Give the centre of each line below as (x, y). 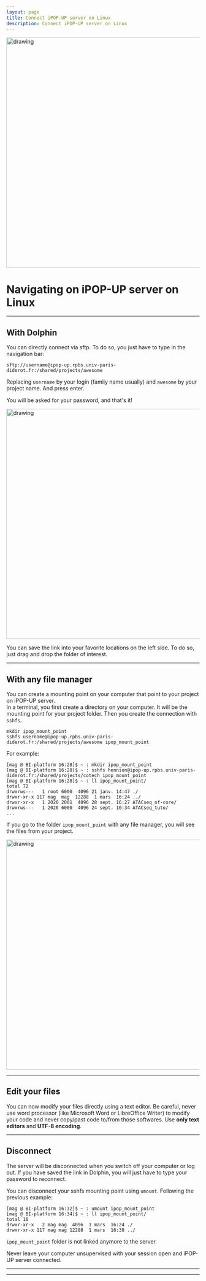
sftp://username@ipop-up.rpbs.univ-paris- (61, 365)
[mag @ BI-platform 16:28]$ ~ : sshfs (56, 770)
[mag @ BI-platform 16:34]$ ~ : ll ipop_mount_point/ (77, 1214)
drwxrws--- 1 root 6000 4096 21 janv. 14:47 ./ (72, 791)
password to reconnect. (36, 1178)
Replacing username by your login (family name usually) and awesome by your (102, 382)
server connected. (38, 1260)
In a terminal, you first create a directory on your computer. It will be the (97, 707)
